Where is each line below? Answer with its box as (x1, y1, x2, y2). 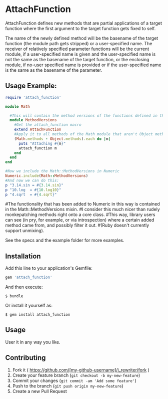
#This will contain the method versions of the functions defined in (9, 113, 157, 118)
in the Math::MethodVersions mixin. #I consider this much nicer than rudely (5, 207, 160, 213)
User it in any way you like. (5, 339, 60, 345)
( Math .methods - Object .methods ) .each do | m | (14, 136, 111, 141)
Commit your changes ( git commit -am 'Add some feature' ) (12, 377, 136, 383)
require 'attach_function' (5, 95, 61, 100)
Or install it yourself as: (5, 302, 52, 309)
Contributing (5, 353, 46, 362)
